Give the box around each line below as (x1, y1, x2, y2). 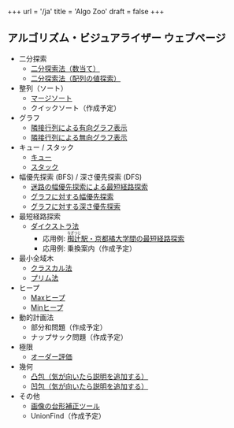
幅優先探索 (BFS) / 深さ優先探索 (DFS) (18, 172, 143, 181)
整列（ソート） (18, 83, 68, 93)
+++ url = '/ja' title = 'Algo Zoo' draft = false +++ (7, 7, 165, 16)
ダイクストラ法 (30, 221, 80, 231)
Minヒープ (30, 303, 64, 312)
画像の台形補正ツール (30, 401, 100, 411)
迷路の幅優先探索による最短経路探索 (30, 181, 149, 192)
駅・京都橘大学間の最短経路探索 (80, 233, 185, 243)
